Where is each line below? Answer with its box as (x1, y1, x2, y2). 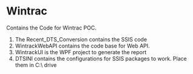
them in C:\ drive (15, 61, 57, 69)
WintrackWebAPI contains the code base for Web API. (15, 42, 150, 49)
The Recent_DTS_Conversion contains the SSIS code (15, 35, 147, 43)
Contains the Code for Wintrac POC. (6, 24, 97, 31)
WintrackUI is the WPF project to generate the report (15, 48, 147, 55)
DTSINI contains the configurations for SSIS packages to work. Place (15, 55, 187, 62)
